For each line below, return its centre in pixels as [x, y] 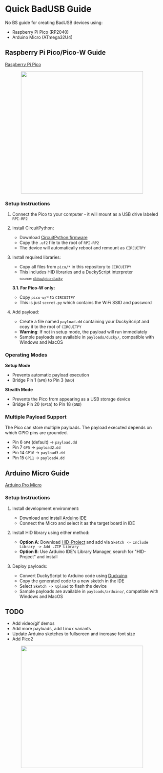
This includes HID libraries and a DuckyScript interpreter [76, 272]
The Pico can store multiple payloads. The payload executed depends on [79, 428]
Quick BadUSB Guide [48, 9]
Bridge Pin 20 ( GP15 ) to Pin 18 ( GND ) [47, 404]
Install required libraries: [36, 257]
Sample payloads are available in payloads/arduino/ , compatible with [89, 591]
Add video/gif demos [33, 623]
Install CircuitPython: [33, 228]
